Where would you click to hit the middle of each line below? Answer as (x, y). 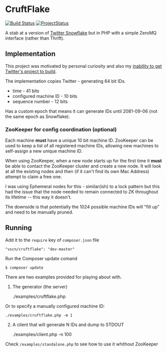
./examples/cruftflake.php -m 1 (39, 315)
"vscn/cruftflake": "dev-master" (40, 249)
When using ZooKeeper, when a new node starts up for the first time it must (83, 161)
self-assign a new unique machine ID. (44, 151)
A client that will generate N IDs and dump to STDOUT (68, 324)
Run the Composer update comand (41, 258)
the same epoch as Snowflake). (37, 116)
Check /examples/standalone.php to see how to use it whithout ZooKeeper (82, 344)
